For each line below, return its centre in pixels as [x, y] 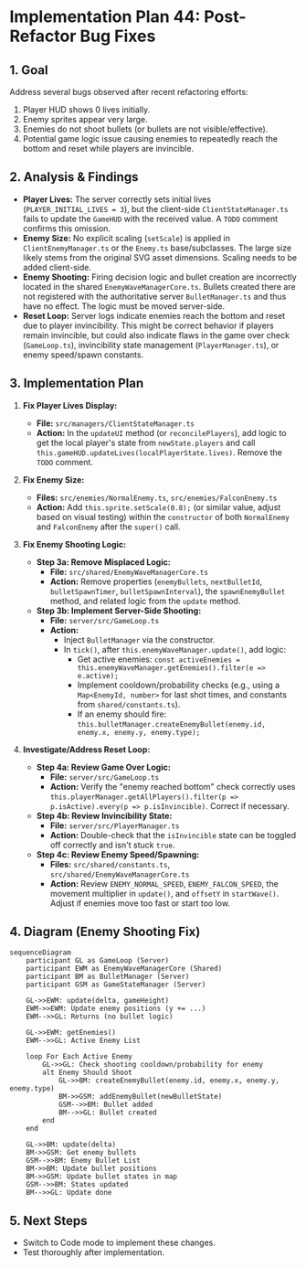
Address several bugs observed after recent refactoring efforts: [129, 92]
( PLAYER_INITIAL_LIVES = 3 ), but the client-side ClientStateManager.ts [155, 208]
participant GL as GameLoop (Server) [98, 961]
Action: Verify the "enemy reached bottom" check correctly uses [173, 786]
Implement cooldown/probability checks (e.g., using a [179, 685]
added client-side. [57, 267]
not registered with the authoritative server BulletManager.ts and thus [154, 296]
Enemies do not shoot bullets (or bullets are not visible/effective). [145, 129]
